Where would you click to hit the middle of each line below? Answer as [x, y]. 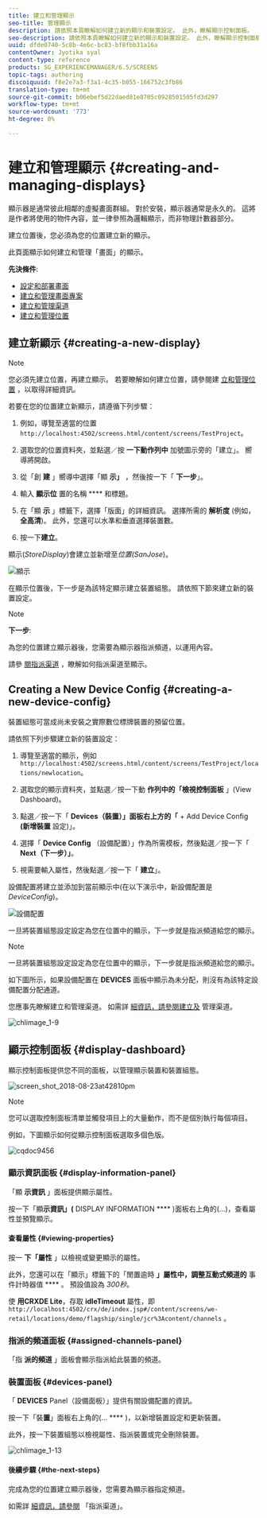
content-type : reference [49, 60]
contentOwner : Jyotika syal [55, 52]
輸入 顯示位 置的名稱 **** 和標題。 [76, 493]
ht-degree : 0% [32, 119]
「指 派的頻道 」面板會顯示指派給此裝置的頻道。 [87, 1360]
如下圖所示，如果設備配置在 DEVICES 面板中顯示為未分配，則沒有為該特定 [130, 980]
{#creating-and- [164, 168]
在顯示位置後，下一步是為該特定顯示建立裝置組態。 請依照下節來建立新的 [128, 588]
